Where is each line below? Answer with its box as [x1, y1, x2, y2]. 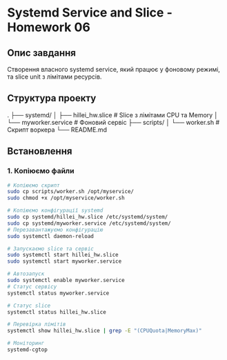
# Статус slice [7, 302, 51, 309]
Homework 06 [7, 19, 91, 35]
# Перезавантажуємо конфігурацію [7, 226, 103, 233]
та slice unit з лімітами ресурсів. [7, 72, 102, 81]
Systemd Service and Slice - [7, 5, 172, 21]
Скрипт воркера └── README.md [7, 126, 107, 134]
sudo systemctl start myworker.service [7, 258, 122, 265]
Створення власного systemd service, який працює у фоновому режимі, [7, 66, 221, 73]
